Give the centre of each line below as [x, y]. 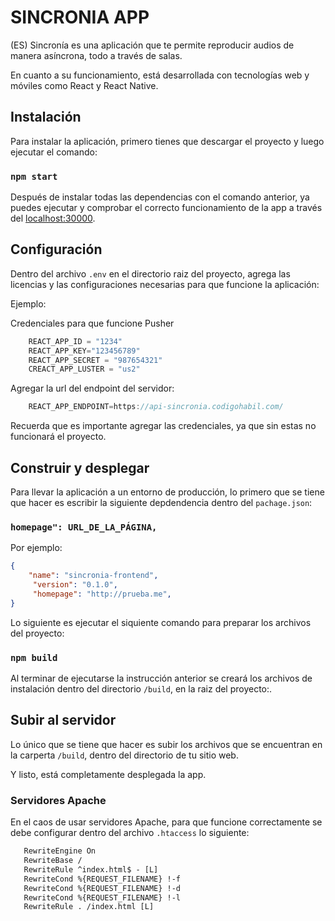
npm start [34, 176]
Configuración [56, 249]
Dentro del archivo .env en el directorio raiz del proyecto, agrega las [150, 273]
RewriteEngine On [60, 851]
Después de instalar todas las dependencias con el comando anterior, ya [160, 197]
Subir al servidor [63, 720]
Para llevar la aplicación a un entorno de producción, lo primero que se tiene [167, 492]
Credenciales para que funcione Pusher [92, 323]
